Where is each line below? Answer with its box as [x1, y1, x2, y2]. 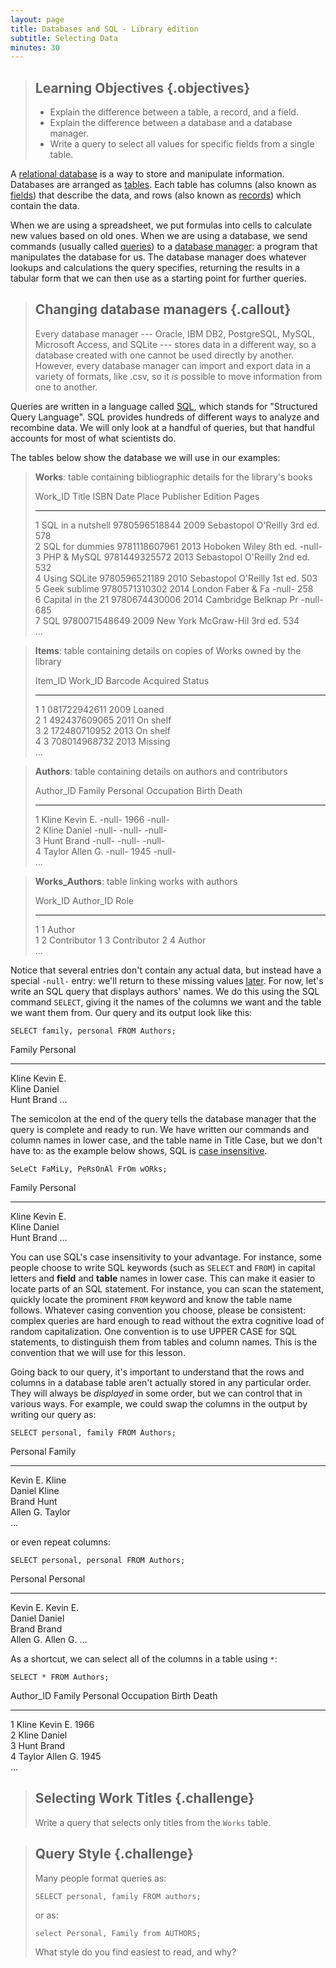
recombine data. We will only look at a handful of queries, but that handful [10, 421, 315, 433]
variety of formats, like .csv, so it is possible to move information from [34, 370, 323, 382]
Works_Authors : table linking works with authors [34, 875, 238, 887]
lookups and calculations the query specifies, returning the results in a [10, 262, 301, 274]
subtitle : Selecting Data [10, 33, 118, 43]
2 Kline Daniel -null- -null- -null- [34, 824, 168, 836]
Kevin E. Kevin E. [10, 1601, 80, 1613]
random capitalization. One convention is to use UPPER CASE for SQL [10, 1325, 298, 1337]
